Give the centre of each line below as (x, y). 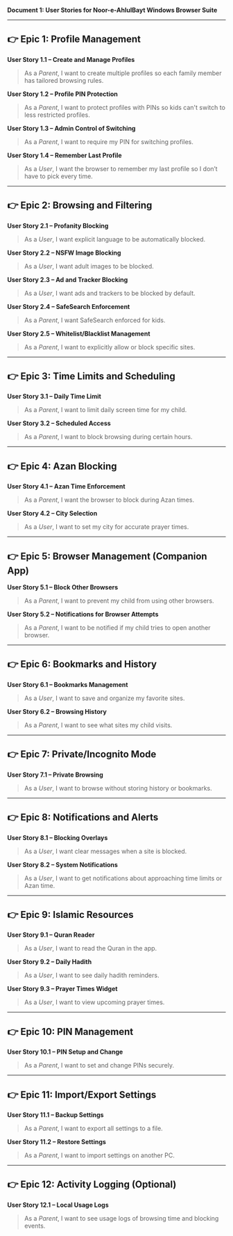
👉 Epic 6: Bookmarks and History (82, 664)
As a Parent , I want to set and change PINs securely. (99, 1065)
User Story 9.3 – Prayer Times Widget (62, 989)
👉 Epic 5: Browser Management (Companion (107, 556)
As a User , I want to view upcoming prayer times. (94, 1002)
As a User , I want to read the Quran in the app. (90, 949)
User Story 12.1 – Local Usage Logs (58, 1205)
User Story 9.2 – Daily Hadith (50, 962)
